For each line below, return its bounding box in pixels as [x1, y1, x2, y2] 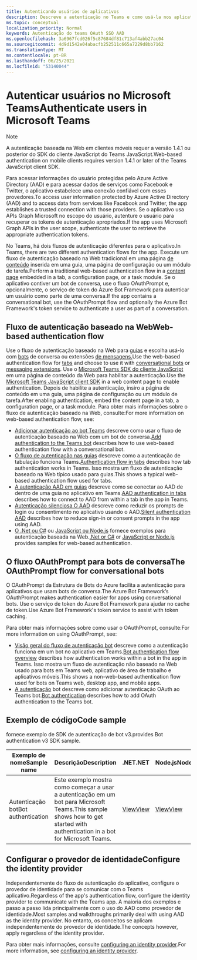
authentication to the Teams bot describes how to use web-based [14, 440, 174, 447]
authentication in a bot [54, 827, 116, 835]
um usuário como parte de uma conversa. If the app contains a [6, 293, 157, 300]
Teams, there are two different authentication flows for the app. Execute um [6, 248, 189, 256]
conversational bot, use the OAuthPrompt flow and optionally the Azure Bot [6, 298, 188, 306]
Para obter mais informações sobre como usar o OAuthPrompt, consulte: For [6, 624, 190, 631]
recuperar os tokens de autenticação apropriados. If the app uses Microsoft [6, 218, 188, 225]
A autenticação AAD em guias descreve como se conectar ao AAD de [14, 483, 184, 490]
